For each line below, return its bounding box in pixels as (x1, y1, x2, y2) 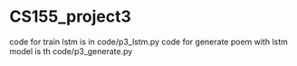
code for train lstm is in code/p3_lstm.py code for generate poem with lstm (9, 36, 288, 47)
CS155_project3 (9, 6, 131, 27)
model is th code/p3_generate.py (9, 45, 133, 56)
